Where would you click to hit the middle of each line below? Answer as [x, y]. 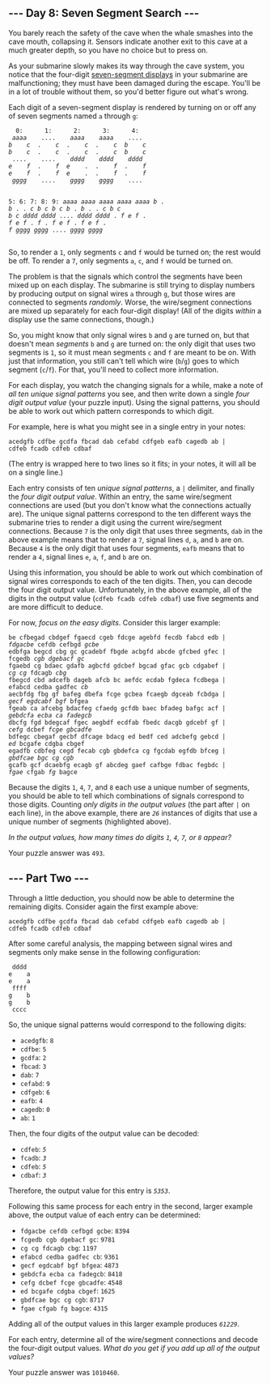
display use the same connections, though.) [81, 319]
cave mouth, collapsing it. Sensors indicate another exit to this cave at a [128, 41]
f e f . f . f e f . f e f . [57, 223]
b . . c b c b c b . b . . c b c [65, 209]
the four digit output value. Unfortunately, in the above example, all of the [130, 590]
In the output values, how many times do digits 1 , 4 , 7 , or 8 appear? [120, 837]
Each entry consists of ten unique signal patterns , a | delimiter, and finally [131, 488]
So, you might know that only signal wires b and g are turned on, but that [129, 335]
